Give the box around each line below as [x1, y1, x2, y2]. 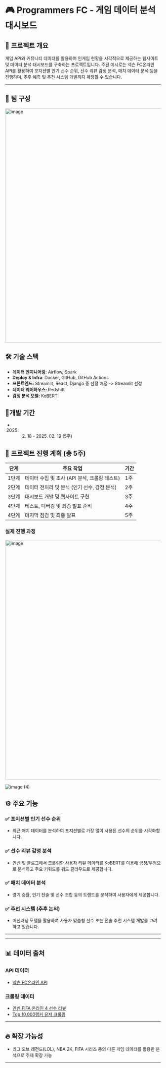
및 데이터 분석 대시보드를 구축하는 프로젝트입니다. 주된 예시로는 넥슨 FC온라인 [5, 61, 155, 67]
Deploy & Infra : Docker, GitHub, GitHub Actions [12, 374, 109, 380]
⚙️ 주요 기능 [5, 799, 39, 808]
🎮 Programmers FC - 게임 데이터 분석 [5, 4, 156, 16]
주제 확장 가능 [25, 1052, 52, 1058]
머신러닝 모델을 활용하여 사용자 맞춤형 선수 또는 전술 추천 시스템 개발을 [12, 918, 148, 924]
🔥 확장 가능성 [5, 1032, 43, 1040]
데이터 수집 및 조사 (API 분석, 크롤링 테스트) [24, 475, 120, 481]
